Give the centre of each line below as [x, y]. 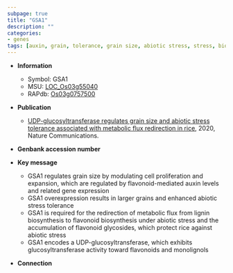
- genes [18, 40]
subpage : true [28, 14]
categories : [24, 33]
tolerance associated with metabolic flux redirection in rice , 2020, [121, 128]
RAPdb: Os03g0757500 [61, 94]
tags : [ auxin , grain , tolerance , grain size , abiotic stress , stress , [111, 46]
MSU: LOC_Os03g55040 [63, 86]
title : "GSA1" [28, 20]
